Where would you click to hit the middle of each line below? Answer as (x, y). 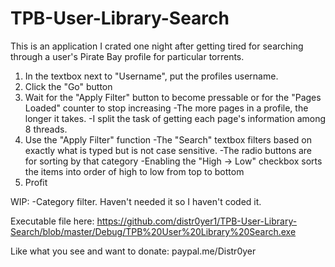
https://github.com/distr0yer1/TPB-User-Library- (197, 221)
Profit (36, 182)
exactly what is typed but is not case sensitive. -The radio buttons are (168, 150)
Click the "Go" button (68, 86)
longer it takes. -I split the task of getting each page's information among (175, 118)
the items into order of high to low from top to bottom (134, 171)
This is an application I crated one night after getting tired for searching (157, 46)
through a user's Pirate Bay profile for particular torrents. (127, 56)
